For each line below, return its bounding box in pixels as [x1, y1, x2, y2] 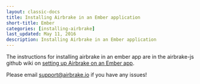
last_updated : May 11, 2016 [6, 31, 77, 37]
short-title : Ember [6, 20, 55, 26]
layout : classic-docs [6, 8, 60, 15]
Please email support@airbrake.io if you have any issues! [6, 71, 147, 78]
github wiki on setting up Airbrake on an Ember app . [6, 59, 135, 67]
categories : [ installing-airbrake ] [6, 25, 95, 32]
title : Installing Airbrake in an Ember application [6, 14, 141, 20]
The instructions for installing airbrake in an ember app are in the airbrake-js [6, 53, 195, 60]
